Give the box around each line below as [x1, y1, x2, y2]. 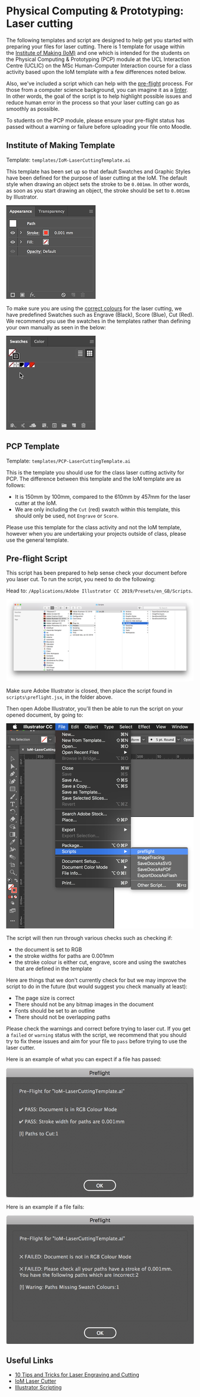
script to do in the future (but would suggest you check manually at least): [6, 983, 187, 990]
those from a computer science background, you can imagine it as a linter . [6, 86, 189, 93]
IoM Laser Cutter [14, 1377, 57, 1385]
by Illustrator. [6, 193, 39, 201]
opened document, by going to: [6, 711, 83, 718]
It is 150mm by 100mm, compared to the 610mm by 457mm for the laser [14, 493, 191, 500]
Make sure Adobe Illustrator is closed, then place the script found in [6, 687, 173, 694]
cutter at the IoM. [14, 499, 58, 507]
